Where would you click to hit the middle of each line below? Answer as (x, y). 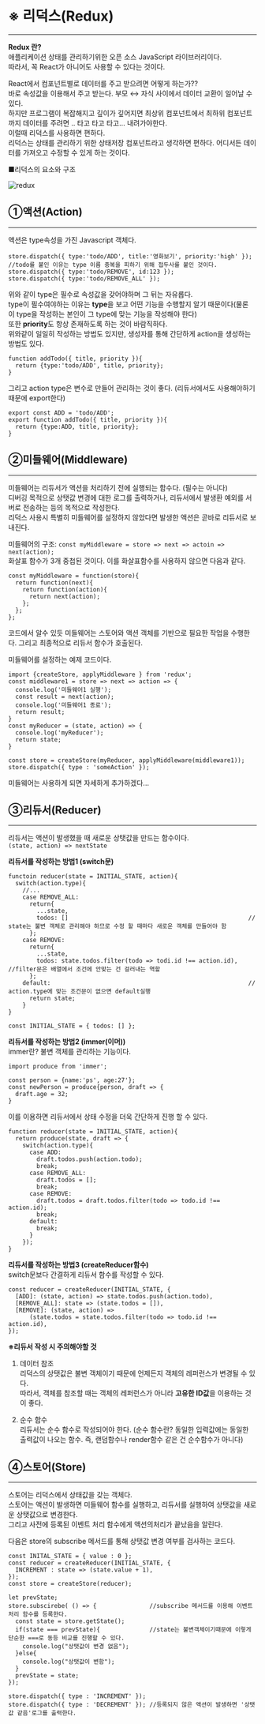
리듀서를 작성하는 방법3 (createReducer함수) (78, 1265)
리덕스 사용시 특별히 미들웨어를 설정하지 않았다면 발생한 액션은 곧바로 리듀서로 (128, 517)
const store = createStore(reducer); (70, 1584)
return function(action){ (65, 589)
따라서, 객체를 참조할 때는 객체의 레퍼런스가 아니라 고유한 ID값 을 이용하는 (131, 1393)
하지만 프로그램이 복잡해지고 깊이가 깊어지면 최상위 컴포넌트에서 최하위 (117, 113)
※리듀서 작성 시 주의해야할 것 (52, 1347)
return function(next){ (54, 582)
